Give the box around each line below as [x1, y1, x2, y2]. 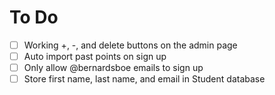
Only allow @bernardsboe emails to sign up [23, 62, 204, 74]
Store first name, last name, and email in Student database [23, 73, 266, 85]
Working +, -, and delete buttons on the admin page [23, 39, 238, 51]
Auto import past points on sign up [23, 51, 167, 62]
